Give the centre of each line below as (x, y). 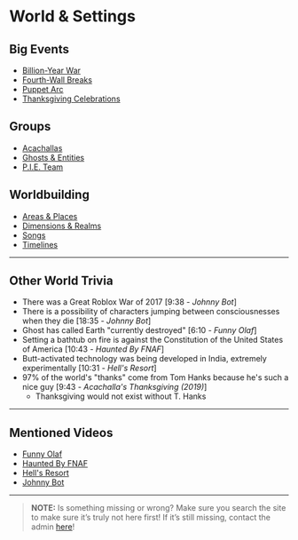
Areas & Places (50, 216)
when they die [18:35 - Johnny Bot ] (86, 321)
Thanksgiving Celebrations (71, 99)
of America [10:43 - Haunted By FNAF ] (93, 349)
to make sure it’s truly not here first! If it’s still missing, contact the (150, 518)
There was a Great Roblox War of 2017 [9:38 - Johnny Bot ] (129, 302)
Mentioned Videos (61, 433)
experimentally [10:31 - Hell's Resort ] (89, 368)
